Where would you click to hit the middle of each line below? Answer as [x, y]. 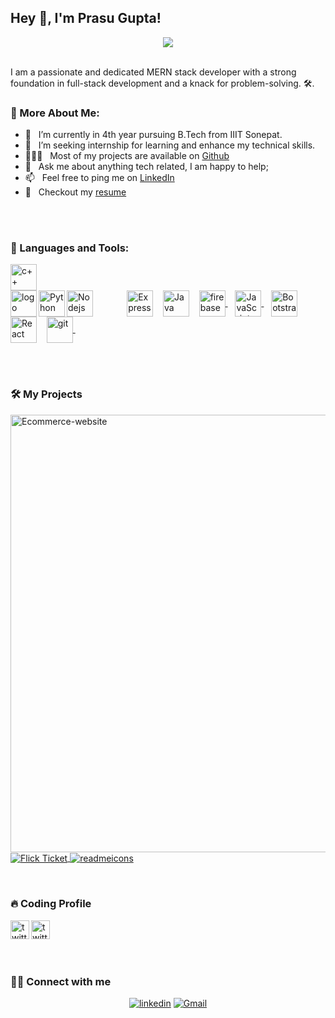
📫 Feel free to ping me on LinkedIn [99, 178]
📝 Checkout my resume [75, 192]
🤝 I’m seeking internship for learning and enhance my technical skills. [170, 145]
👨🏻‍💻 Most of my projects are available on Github [127, 156]
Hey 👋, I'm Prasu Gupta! [86, 18]
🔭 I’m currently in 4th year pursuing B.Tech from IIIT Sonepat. [153, 135]
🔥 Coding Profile [51, 904]
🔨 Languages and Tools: [70, 248]
